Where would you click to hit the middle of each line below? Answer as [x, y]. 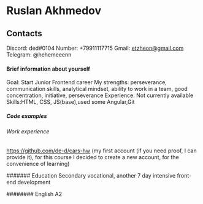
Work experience [28, 131]
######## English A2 [34, 194]
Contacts [25, 33]
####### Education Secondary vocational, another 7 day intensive [91, 175]
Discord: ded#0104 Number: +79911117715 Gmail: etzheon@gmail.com [95, 48]
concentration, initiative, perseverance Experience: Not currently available [100, 95]
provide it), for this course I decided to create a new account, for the [93, 157]
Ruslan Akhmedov [54, 11]
